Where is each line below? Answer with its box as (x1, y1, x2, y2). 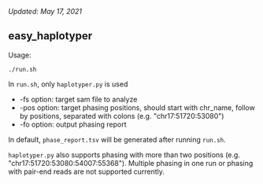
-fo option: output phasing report (19, 120, 128, 129)
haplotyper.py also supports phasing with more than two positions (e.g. (8, 149, 240, 160)
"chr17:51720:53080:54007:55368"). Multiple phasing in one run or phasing (8, 158, 254, 167)
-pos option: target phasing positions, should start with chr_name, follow (19, 102, 256, 112)
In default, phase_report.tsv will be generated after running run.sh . (8, 134, 226, 144)
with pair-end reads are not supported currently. (8, 167, 165, 176)
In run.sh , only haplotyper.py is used (8, 79, 128, 89)
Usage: (8, 50, 31, 60)
